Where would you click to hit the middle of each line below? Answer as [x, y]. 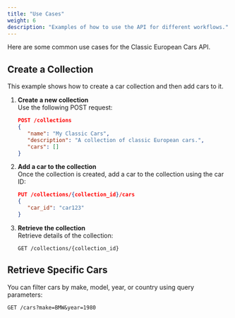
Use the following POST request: [65, 107]
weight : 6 [22, 20]
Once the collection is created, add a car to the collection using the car [121, 175]
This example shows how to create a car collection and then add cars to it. [115, 86]
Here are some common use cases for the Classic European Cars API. [109, 47]
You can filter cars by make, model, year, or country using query [101, 287]
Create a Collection [50, 69]
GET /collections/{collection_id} [68, 248]
